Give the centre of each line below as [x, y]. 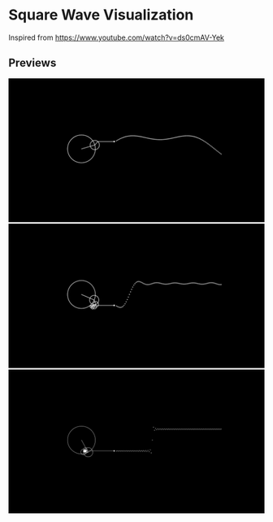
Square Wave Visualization [101, 15]
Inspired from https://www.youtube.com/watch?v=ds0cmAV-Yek [117, 37]
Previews [32, 63]
